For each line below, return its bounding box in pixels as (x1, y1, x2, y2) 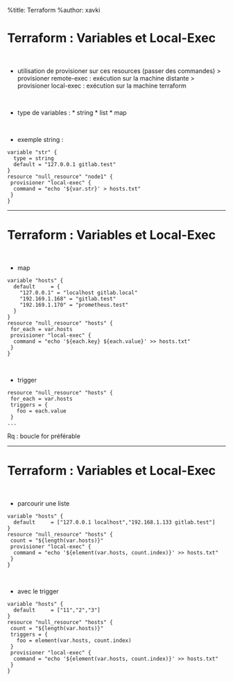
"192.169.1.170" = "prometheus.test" (19, 301, 129, 308)
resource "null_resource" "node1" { (7, 173, 113, 180)
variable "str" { (7, 149, 58, 156)
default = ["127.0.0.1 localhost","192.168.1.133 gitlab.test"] (13, 518, 216, 526)
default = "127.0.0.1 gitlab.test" (13, 161, 116, 168)
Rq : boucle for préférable (7, 431, 81, 440)
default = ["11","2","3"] (13, 607, 101, 614)
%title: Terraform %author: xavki (7, 6, 101, 14)
